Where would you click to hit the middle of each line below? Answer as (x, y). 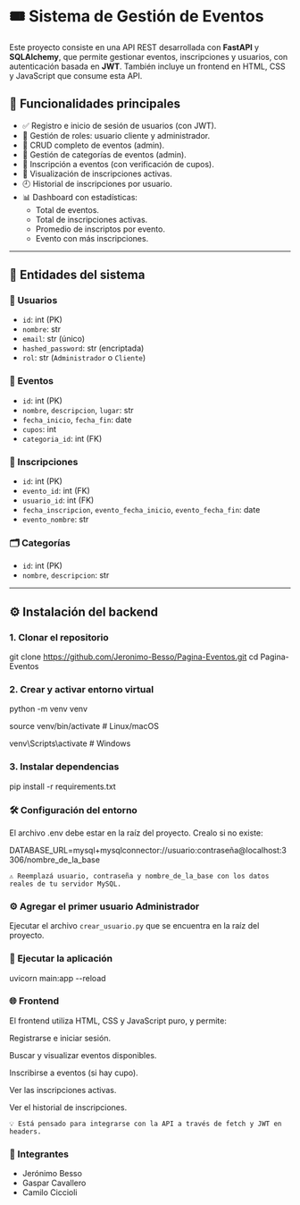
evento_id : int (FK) (56, 491)
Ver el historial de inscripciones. (68, 1107)
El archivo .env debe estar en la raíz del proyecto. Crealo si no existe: (136, 833)
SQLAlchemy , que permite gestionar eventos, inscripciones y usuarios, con (149, 56)
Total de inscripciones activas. (92, 219)
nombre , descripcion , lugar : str (78, 410)
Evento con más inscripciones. (92, 238)
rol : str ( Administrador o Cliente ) (84, 358)
